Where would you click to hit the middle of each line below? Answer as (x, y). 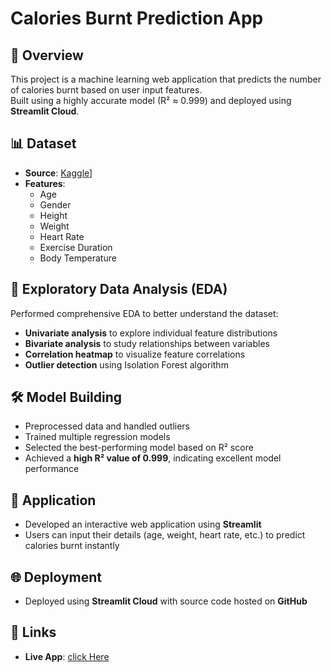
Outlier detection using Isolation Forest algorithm (126, 364)
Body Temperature (78, 258)
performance (52, 469)
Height (53, 215)
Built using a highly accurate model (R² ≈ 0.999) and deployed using (151, 100)
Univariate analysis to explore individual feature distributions (151, 333)
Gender (55, 204)
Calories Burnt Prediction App (137, 18)
